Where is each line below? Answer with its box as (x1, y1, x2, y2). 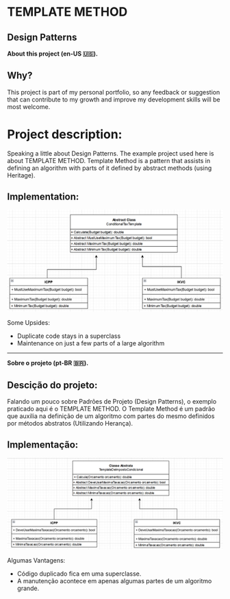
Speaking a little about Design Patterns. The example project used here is (7, 149, 214, 158)
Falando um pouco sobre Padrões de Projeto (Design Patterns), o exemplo (7, 398, 217, 406)
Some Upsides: (7, 319, 50, 327)
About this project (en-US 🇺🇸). (7, 49, 98, 58)
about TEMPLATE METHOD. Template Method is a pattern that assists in (7, 156, 211, 164)
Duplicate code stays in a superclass (16, 332, 121, 340)
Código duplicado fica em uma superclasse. (16, 570, 142, 578)
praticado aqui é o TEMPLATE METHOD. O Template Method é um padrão (7, 405, 216, 413)
